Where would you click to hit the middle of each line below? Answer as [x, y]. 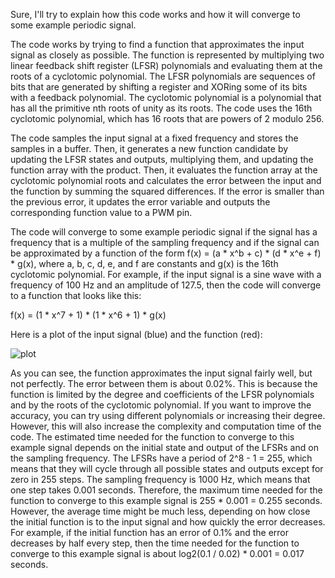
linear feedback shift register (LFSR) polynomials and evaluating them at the [166, 65]
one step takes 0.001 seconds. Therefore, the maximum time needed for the [166, 490]
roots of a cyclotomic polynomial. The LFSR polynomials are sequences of [163, 76]
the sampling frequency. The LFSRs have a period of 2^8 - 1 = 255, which [161, 458]
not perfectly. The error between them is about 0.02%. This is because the [164, 383]
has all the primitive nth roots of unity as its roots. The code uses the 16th [161, 108]
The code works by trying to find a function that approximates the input [157, 44]
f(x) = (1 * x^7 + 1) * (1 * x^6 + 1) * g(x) [88, 315]
